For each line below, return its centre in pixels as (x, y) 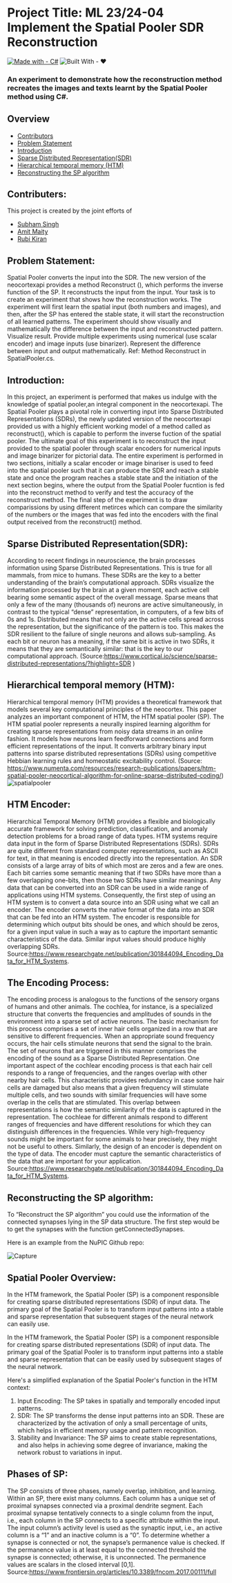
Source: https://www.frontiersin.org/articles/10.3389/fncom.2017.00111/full (112, 1572)
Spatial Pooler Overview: (61, 1278)
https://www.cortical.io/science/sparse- (161, 656)
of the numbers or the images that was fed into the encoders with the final (113, 515)
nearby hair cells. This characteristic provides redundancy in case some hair (116, 1080)
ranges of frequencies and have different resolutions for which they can (109, 1125)
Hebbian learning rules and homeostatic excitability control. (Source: (105, 760)
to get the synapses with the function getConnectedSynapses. (96, 1229)
